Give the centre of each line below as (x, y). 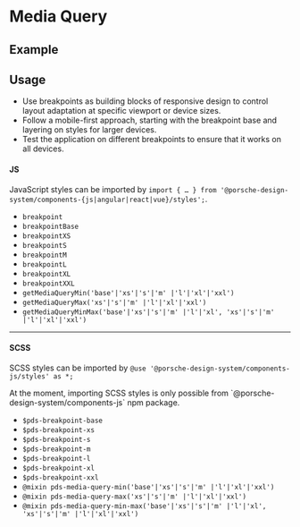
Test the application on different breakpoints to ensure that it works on (152, 140)
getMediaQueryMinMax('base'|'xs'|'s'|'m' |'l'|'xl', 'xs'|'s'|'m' (148, 312)
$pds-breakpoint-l (56, 458)
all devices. (43, 149)
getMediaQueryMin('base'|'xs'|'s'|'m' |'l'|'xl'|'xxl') (128, 293)
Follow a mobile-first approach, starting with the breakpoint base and (150, 120)
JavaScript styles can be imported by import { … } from (113, 189)
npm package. (154, 402)
